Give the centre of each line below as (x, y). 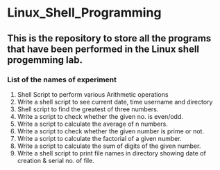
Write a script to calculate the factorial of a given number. (99, 138)
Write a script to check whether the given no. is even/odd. (100, 116)
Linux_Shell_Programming (84, 13)
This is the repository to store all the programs (109, 38)
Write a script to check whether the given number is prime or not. (111, 131)
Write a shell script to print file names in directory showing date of (111, 153)
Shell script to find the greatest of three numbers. (88, 109)
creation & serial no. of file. (56, 160)
